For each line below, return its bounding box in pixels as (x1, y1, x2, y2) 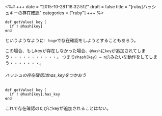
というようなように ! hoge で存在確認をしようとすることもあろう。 (5, 38, 138, 43)
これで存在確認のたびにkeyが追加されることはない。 (5, 105, 111, 111)
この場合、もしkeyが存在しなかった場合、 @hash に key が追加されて (5, 48, 137, 53)
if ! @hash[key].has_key (9, 92, 60, 97)
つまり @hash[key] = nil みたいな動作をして (62, 54, 149, 60)
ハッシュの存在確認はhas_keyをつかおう (5, 72, 87, 78)
